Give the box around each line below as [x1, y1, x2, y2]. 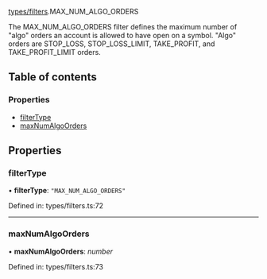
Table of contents [8, 71, 97, 84]
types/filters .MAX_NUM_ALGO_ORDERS [8, 7, 139, 16]
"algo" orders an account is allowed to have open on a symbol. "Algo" [8, 31, 237, 40]
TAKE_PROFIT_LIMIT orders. [8, 48, 101, 56]
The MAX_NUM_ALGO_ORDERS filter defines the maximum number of [8, 22, 238, 31]
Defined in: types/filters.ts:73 [8, 262, 103, 271]
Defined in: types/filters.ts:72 [8, 201, 104, 211]
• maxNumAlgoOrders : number [8, 246, 114, 256]
